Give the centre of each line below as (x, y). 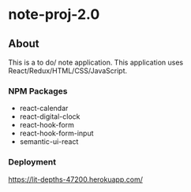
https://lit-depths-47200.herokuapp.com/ (76, 179)
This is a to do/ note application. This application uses (96, 62)
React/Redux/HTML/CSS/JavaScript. (68, 71)
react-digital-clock (50, 116)
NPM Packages (38, 90)
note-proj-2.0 (54, 15)
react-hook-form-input (56, 133)
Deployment (32, 162)
